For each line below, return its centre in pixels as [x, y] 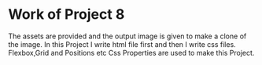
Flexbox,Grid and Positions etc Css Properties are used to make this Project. [131, 52]
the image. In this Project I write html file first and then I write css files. [122, 44]
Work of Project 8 [66, 14]
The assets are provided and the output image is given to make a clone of [127, 36]
